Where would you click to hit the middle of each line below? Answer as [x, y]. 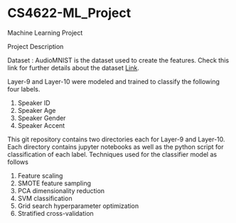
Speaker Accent [41, 125]
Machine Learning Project [45, 33]
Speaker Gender [42, 118]
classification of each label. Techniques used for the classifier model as [112, 154]
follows [18, 162]
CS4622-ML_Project [69, 13]
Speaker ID [34, 103]
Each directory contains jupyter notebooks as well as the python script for [116, 146]
